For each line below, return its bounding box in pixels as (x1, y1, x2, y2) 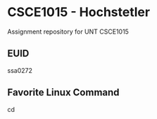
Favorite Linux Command (7, 87, 120, 99)
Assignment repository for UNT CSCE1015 (7, 27, 129, 36)
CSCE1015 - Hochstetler (7, 4, 150, 20)
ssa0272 (7, 66, 33, 74)
